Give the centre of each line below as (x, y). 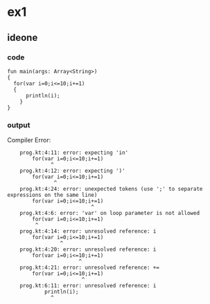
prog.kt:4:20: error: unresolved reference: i (88, 249)
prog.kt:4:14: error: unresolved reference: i (88, 231)
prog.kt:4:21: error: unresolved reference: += (89, 268)
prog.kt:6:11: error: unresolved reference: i (88, 286)
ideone (23, 38)
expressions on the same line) (52, 195)
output (19, 125)
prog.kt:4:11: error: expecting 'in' (74, 153)
